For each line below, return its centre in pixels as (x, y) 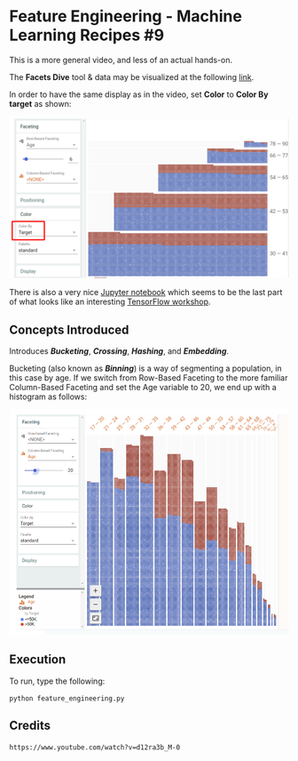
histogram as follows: (48, 397)
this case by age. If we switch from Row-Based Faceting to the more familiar (149, 378)
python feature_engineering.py (67, 698)
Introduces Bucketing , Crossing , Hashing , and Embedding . (119, 351)
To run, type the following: (57, 681)
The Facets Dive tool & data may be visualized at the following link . (132, 76)
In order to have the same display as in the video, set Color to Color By (139, 94)
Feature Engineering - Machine (125, 16)
